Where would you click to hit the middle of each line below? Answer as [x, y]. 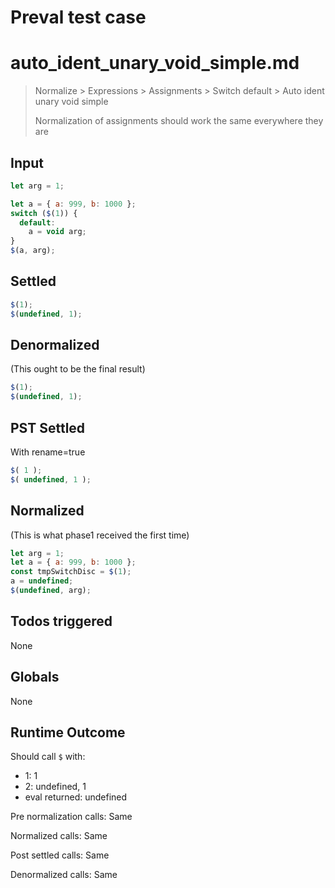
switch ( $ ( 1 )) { [44, 213]
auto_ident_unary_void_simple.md [155, 63]
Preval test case [78, 17]
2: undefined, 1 [55, 787]
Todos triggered [61, 621]
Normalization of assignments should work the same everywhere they [179, 121]
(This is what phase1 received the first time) [100, 535]
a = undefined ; [42, 581]
